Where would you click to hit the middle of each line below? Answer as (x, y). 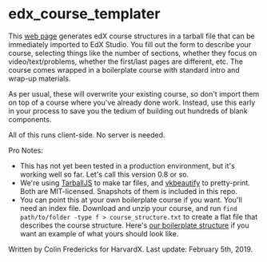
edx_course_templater (84, 14)
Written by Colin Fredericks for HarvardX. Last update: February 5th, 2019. (131, 249)
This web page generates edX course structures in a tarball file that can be (132, 36)
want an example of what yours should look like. (99, 233)
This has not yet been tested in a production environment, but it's (128, 165)
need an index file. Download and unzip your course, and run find (128, 208)
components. (30, 119)
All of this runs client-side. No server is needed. (87, 135)
